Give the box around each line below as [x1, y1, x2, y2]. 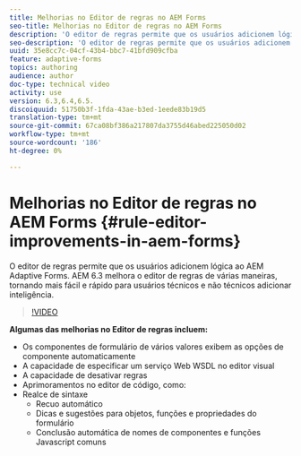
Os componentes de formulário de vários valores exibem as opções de [21, 341, 284, 352]
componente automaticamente [21, 350, 136, 361]
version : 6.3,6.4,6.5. [9, 96, 94, 106]
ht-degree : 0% [9, 146, 63, 155]
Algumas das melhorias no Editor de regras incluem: [9, 323, 209, 334]
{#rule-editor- [99, 211, 208, 232]
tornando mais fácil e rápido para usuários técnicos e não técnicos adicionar [9, 280, 292, 290]
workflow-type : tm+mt [9, 130, 90, 139]
